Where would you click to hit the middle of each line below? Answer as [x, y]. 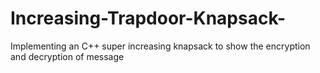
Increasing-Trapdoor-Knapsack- [148, 18]
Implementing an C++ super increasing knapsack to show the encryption [160, 46]
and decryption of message [67, 56]
